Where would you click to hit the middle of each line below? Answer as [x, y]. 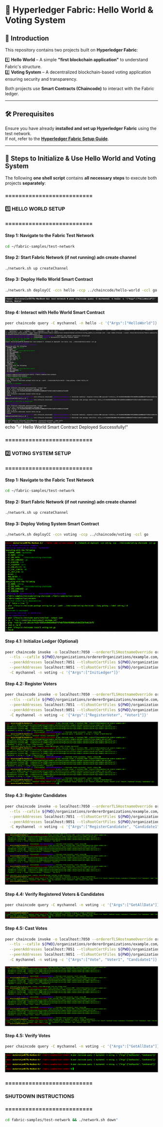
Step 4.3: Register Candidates [36, 796]
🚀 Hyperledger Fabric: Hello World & [79, 10]
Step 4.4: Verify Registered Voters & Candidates [55, 894]
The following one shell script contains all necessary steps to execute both [81, 178]
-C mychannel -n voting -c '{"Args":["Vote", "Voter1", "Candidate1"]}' [84, 960]
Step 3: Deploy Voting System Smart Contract [52, 524]
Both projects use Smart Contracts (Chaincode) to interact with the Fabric [80, 89]
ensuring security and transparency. [41, 79]
